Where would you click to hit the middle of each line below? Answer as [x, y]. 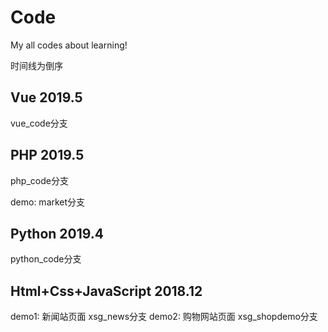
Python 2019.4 [57, 233]
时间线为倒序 [36, 65]
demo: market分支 [48, 202]
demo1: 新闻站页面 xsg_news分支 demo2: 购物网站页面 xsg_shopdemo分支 [164, 317]
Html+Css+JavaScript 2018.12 [106, 291]
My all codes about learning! [69, 45]
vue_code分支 [39, 123]
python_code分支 [46, 259]
